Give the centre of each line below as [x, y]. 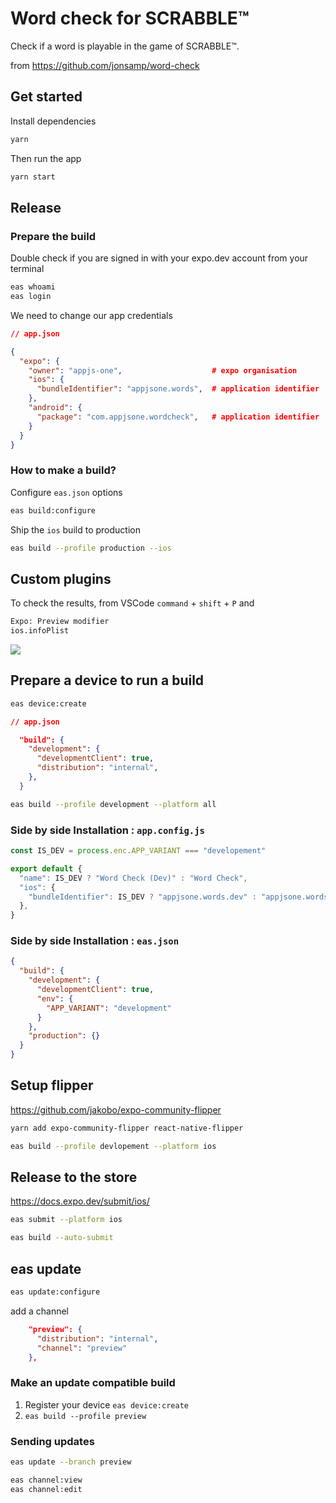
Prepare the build [53, 236]
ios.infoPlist [40, 631]
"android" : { [55, 408]
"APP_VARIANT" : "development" [109, 1008]
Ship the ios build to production [75, 529]
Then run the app [46, 158]
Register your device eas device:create [106, 1404]
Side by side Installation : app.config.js [107, 830]
